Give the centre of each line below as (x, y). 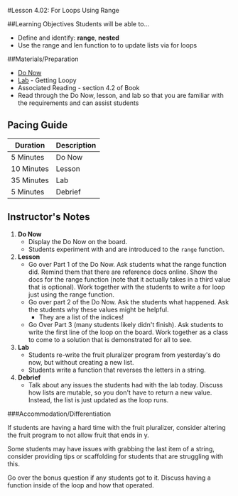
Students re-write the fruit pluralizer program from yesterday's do (124, 355)
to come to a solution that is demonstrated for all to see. (110, 339)
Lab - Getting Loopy (47, 80)
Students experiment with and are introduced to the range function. (126, 249)
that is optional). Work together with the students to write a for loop (127, 287)
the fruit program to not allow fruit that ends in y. (78, 435)
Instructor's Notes (49, 217)
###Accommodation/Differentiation (59, 414)
